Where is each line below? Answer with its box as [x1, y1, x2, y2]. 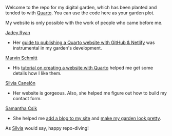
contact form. [12, 96, 42, 101]
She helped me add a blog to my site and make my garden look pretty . [12, 115, 162, 121]
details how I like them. [12, 70, 62, 76]
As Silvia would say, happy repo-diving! [5, 125, 89, 131]
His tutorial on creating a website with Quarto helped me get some [12, 65, 153, 71]
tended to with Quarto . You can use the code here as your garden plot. [5, 10, 155, 16]
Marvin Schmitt [5, 55, 37, 61]
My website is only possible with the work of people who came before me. [5, 20, 163, 26]
